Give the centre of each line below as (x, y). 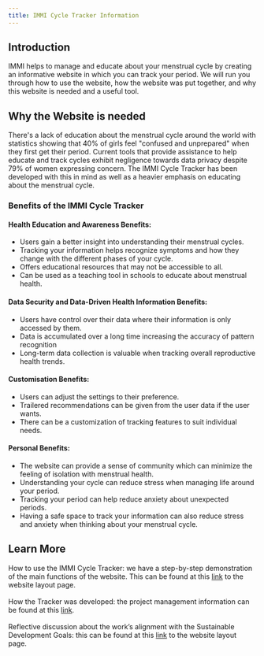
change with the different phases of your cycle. (96, 259)
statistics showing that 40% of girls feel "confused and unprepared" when (129, 143)
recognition (38, 344)
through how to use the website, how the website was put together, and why (132, 83)
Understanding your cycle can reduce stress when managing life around (137, 482)
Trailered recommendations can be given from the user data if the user (134, 405)
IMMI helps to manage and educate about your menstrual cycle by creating (130, 66)
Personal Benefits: (39, 448)
